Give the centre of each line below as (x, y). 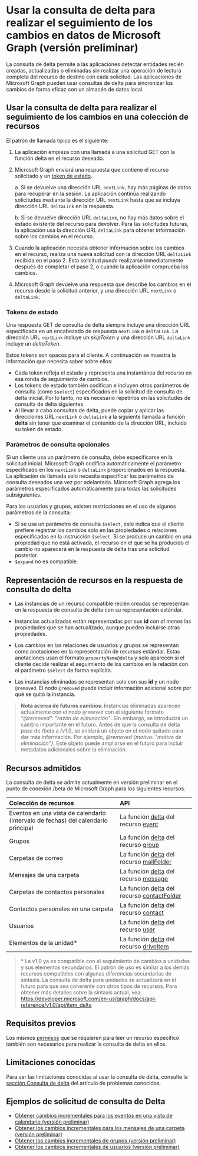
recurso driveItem (144, 946)
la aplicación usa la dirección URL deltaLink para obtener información (100, 230)
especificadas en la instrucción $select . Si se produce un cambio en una (103, 537)
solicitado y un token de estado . (53, 176)
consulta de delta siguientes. (50, 404)
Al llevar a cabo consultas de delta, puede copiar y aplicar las (89, 410)
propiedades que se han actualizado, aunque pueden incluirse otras (97, 628)
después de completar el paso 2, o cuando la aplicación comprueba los (101, 267)
